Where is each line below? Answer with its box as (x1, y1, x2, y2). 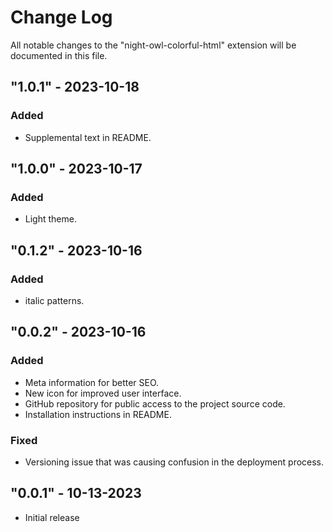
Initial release (24, 511, 80, 523)
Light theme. (24, 213, 77, 225)
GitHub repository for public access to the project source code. (24, 397, 286, 410)
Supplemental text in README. (24, 131, 152, 143)
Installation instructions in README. (24, 408, 172, 420)
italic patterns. (24, 295, 85, 306)
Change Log (10, 6, 113, 29)
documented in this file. (10, 49, 108, 61)
